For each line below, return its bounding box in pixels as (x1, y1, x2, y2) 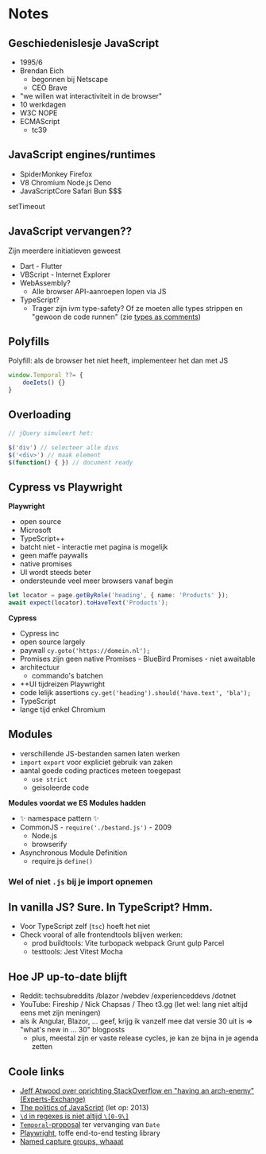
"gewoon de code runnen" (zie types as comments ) (31, 312, 201, 321)
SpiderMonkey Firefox (19, 169, 93, 179)
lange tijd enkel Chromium (19, 705, 106, 714)
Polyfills (8, 335, 50, 348)
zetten (31, 1042, 53, 1051)
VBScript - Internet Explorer (19, 270, 111, 279)
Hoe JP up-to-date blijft (8, 969, 128, 983)
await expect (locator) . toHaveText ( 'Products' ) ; (8, 599, 169, 607)
